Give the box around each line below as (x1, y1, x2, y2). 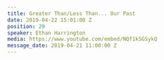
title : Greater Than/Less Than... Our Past (7, 10, 136, 17)
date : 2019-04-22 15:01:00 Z (7, 17, 92, 23)
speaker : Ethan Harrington (7, 29, 86, 37)
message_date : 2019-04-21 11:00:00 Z (7, 42, 117, 49)
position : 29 (7, 23, 45, 30)
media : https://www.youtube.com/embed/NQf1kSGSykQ (7, 36, 158, 43)
